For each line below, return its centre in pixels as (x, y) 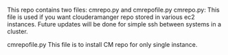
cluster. (18, 31)
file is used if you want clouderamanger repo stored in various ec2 (101, 17)
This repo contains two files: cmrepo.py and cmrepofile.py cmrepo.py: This (113, 10)
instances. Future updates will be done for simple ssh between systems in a (114, 24)
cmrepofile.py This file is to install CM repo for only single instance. (102, 44)
